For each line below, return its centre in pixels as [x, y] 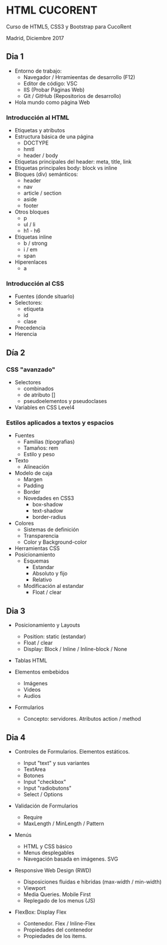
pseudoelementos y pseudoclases [65, 401]
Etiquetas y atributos [40, 130]
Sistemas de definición [51, 529]
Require [33, 817]
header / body [41, 156]
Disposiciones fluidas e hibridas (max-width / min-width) [93, 882]
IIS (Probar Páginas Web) [54, 90]
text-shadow [48, 511]
